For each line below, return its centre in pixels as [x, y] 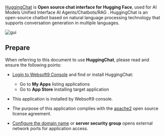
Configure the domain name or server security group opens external [82, 123]
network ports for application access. [50, 128]
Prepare [18, 48]
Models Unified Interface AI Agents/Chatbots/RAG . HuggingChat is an [76, 12]
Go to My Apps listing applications [55, 84]
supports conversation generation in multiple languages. [62, 23]
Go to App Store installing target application [64, 89]
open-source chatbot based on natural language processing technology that [83, 17]
